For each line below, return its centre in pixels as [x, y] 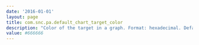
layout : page [22, 17]
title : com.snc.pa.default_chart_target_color [65, 22]
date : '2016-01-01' [30, 11]
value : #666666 [25, 33]
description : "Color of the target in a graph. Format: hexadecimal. [94, 28]
